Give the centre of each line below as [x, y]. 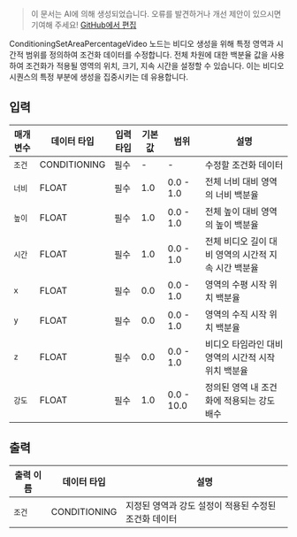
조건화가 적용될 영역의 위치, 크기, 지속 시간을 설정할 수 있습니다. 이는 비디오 [155, 66]
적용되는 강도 [250, 400]
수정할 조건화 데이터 [244, 165]
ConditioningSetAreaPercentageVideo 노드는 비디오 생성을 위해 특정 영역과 [142, 44]
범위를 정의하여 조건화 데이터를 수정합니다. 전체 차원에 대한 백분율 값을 [147, 55]
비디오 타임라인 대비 [244, 344]
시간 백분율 [237, 267]
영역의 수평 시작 [236, 284]
